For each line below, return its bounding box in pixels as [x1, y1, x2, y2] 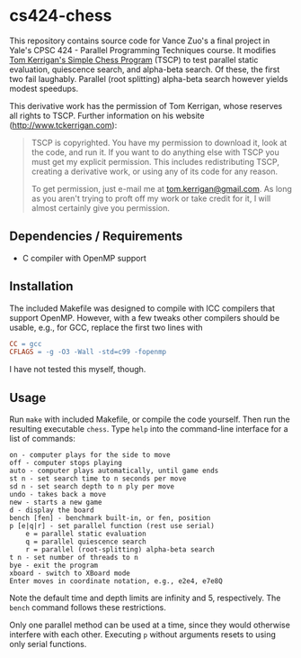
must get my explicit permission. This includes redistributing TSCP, [31, 156, 280, 167]
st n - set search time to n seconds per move [9, 474, 187, 483]
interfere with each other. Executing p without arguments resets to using [9, 629, 277, 640]
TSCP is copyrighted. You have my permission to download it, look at [31, 137, 288, 148]
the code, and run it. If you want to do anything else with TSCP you [31, 146, 280, 158]
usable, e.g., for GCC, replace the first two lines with [9, 322, 204, 333]
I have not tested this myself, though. [9, 364, 146, 375]
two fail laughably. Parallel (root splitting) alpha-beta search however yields [9, 73, 288, 84]
